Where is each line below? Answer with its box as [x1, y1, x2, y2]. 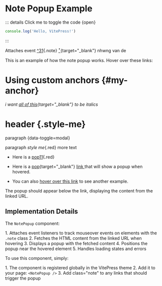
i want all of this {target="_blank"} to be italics [5, 101, 98, 107]
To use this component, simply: [5, 255, 69, 261]
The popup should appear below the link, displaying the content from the [5, 188, 153, 193]
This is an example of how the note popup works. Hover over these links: [5, 57, 153, 63]
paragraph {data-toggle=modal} [5, 135, 70, 141]
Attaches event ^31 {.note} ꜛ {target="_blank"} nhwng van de [5, 47, 127, 53]
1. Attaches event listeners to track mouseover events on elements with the [5, 230, 157, 236]
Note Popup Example [5, 3, 93, 14]
